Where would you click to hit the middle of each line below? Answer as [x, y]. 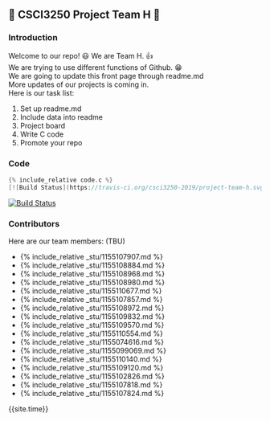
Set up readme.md [51, 108]
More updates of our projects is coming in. [79, 84]
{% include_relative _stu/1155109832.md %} [92, 317]
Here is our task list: [41, 92]
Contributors [34, 223]
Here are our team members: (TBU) [67, 241]
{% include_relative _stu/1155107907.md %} [91, 257]
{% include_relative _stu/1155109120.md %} [92, 368]
